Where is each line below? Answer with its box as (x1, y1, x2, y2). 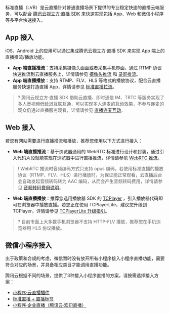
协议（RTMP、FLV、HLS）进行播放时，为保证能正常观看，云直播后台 (17, 171, 162, 178)
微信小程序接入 (5, 241, 52, 250)
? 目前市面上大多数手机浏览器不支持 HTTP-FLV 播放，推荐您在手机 (17, 218, 156, 225)
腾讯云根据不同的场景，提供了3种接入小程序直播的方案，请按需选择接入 (5, 273, 154, 279)
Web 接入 (5, 123, 35, 132)
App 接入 (5, 33, 34, 42)
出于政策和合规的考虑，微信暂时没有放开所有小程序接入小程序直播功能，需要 (5, 255, 165, 261)
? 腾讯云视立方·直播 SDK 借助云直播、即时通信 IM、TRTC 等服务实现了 (17, 94, 164, 100)
